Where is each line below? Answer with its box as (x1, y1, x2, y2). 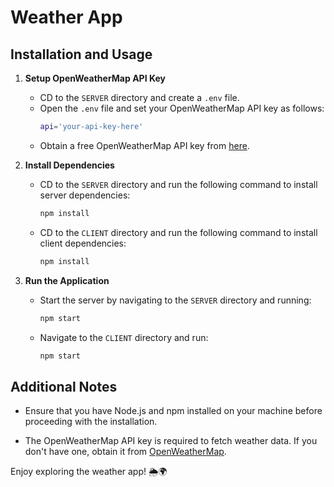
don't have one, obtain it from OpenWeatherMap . (24, 446, 227, 458)
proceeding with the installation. (24, 416, 158, 428)
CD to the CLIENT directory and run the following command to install (39, 226, 318, 238)
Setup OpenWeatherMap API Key (24, 72, 166, 84)
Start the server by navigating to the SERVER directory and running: (39, 294, 312, 306)
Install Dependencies (24, 159, 115, 171)
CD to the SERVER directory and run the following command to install (39, 178, 318, 190)
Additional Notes (10, 378, 118, 395)
